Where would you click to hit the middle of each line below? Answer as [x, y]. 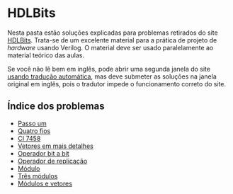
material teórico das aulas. [46, 55]
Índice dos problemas [56, 107]
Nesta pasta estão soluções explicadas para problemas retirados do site [113, 33]
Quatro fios [34, 131]
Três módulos [38, 176]
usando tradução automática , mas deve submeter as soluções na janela [112, 76]
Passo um [32, 123]
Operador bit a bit [43, 153]
